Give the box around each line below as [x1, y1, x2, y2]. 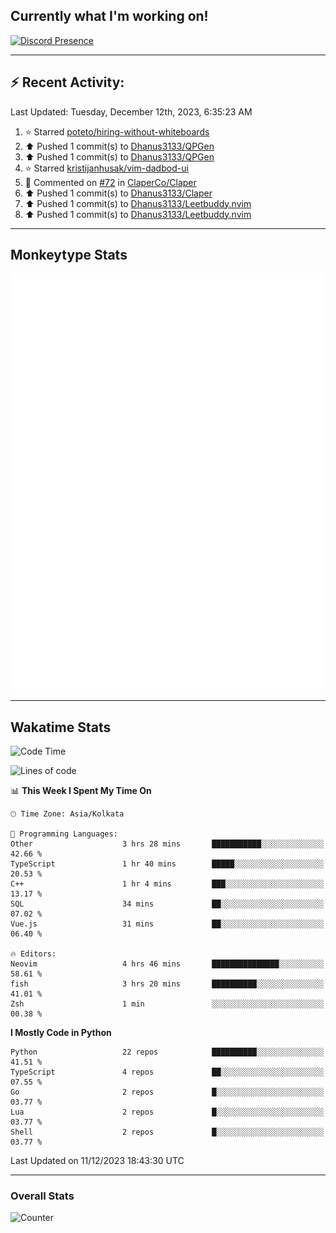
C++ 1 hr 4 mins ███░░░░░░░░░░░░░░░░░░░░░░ [10, 879, 325, 889]
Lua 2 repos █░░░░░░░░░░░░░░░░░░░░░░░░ [10, 1107, 325, 1118]
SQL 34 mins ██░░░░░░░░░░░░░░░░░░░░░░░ [10, 899, 325, 909]
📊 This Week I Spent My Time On [10, 785, 152, 797]
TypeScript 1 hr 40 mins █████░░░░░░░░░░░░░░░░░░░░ [10, 859, 325, 869]
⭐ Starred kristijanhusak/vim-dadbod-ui [24, 162, 189, 174]
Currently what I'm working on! [10, 8, 209, 25]
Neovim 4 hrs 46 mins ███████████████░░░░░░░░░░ [10, 959, 325, 969]
